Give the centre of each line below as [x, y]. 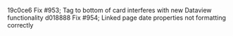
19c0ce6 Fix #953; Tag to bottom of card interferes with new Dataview [110, 10]
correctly [20, 25]
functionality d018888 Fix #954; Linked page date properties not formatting [117, 18]
